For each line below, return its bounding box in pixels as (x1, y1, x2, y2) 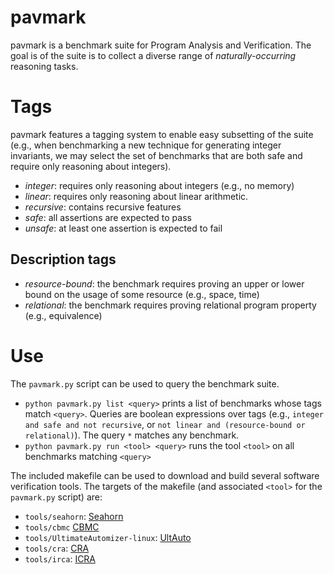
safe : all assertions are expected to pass (24, 211, 192, 223)
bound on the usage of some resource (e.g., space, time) (24, 288, 260, 300)
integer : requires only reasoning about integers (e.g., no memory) (24, 179, 295, 191)
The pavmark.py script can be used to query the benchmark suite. (10, 377, 280, 390)
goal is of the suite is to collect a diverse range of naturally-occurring (10, 49, 297, 61)
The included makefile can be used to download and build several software (10, 469, 320, 481)
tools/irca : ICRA (24, 552, 97, 565)
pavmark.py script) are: (10, 491, 103, 503)
